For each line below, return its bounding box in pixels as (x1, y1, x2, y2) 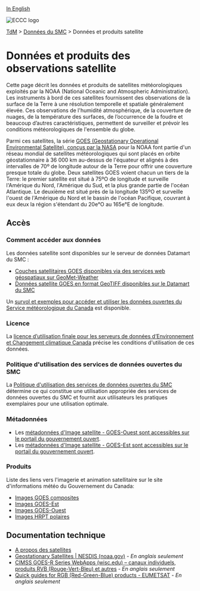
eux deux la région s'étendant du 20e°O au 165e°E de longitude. (6, 200, 164, 208)
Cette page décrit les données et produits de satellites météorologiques (6, 81, 183, 88)
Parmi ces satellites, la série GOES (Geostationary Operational (6, 137, 159, 144)
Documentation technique (6, 530, 106, 540)
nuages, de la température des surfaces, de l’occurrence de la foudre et (6, 113, 183, 120)
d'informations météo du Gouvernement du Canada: (6, 482, 134, 490)
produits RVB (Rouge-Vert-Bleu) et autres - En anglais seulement (14, 565, 175, 572)
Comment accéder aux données (6, 236, 101, 244)
